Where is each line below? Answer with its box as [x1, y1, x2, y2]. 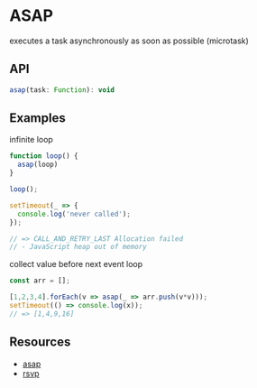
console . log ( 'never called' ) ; [17, 209, 131, 218]
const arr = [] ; [9, 276, 70, 285]
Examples [9, 110, 66, 126]
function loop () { [9, 152, 78, 161]
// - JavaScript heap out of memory [9, 243, 147, 252]
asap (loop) [17, 160, 59, 170]
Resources [9, 335, 71, 350]
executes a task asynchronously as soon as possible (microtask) [9, 35, 250, 46]
